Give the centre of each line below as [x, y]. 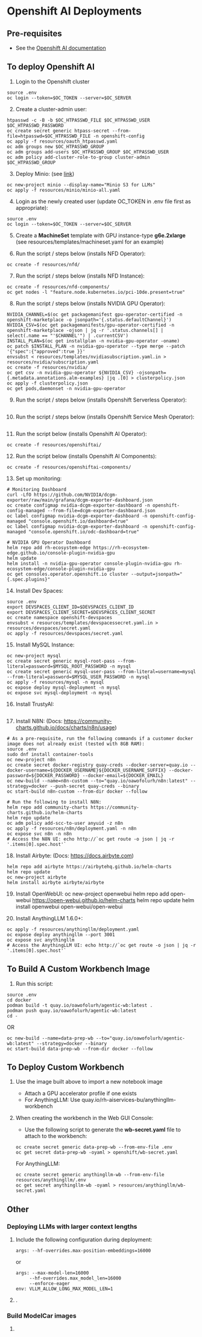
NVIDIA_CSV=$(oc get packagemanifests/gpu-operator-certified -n [90, 325]
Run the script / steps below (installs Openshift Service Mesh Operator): [105, 417]
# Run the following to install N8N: [54, 802]
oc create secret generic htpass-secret [58, 131]
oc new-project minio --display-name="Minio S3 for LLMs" [81, 185]
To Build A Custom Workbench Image [78, 969]
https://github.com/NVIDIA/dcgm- [76, 495]
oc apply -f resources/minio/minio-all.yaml [64, 190]
